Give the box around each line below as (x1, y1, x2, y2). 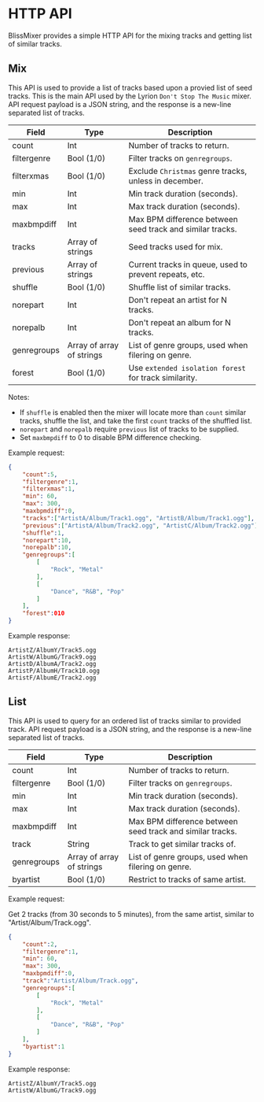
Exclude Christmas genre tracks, (128, 165, 247, 176)
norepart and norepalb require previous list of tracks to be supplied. (19, 424, 240, 434)
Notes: (8, 392, 30, 401)
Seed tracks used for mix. (128, 241, 223, 252)
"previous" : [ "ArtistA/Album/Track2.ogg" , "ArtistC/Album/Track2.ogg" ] (22, 521, 258, 530)
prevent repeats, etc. (128, 268, 205, 279)
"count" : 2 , (22, 940, 58, 949)
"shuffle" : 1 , (22, 529, 65, 537)
